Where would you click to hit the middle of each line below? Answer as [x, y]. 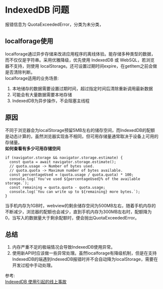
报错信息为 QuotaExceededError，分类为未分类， [54, 24]
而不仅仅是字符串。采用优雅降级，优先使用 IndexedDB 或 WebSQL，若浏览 [80, 60]
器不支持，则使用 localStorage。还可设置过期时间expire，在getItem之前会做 [81, 66]
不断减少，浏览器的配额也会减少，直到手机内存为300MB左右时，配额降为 [79, 212]
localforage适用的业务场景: [32, 78]
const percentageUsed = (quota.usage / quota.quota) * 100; [72, 175]
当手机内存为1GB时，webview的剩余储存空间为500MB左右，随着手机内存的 [81, 205]
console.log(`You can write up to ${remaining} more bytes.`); [75, 192]
